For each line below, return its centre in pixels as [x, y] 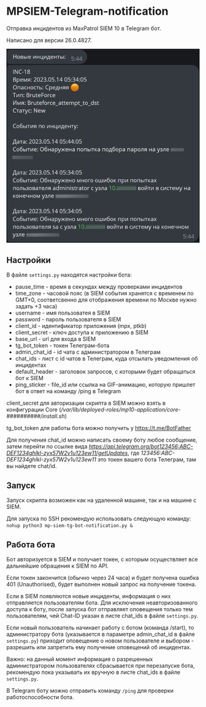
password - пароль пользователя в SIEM [68, 319]
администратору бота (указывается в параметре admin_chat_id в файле [101, 634]
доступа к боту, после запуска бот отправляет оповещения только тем [100, 609]
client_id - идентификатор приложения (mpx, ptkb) [81, 326]
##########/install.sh [36, 416]
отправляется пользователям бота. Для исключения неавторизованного [102, 603]
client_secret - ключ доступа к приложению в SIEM [82, 332]
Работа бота [31, 545]
